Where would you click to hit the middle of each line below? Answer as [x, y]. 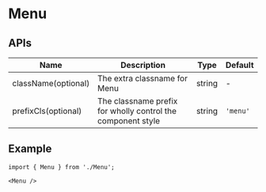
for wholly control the [137, 111]
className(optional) [51, 83]
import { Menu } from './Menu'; [61, 167]
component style [129, 121]
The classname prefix [138, 101]
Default [239, 65]
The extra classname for [143, 78]
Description [143, 65]
